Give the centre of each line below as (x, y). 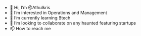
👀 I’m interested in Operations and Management (58, 13)
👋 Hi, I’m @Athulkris (30, 8)
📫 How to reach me (30, 28)
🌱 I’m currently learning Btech (40, 18)
